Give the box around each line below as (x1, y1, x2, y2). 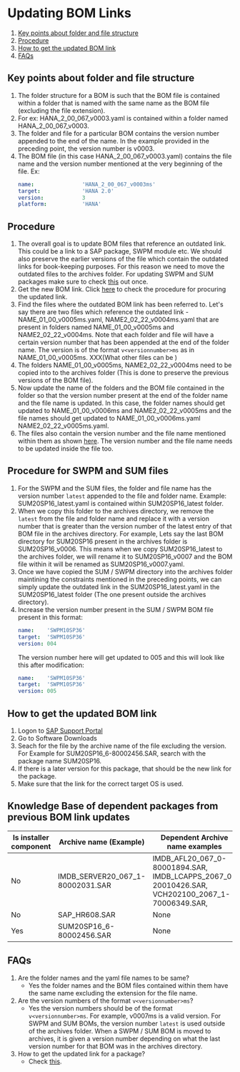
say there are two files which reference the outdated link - (17, 308, 189, 316)
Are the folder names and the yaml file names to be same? (17, 973, 190, 982)
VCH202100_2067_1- (152, 889, 231, 899)
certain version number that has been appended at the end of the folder (17, 338, 230, 347)
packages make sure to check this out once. (17, 277, 149, 286)
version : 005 (17, 688, 57, 695)
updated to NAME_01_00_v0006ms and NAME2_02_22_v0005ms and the (17, 406, 232, 415)
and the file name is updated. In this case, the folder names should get (17, 399, 226, 408)
